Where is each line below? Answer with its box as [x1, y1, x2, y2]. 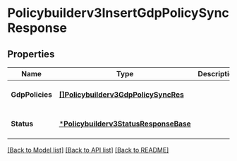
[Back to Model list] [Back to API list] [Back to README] [7, 146, 169, 154]
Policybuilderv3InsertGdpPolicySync [7, 5, 229, 21]
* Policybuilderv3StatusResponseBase [59, 119, 192, 129]
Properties [7, 48, 55, 60]
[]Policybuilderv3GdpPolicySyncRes [59, 90, 185, 100]
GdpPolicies [11, 90, 53, 100]
